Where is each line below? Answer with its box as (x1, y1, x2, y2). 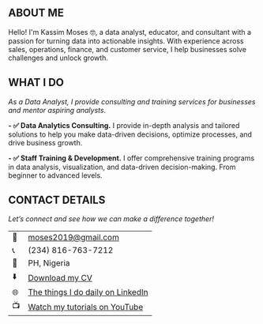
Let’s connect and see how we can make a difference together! (8, 214, 215, 224)
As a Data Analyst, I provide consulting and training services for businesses (8, 96, 256, 106)
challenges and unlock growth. (8, 53, 109, 62)
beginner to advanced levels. (8, 170, 103, 180)
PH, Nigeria (28, 258, 70, 269)
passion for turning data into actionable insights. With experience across (8, 36, 244, 46)
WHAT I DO (8, 76, 65, 89)
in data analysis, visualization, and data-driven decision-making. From (8, 162, 236, 171)
